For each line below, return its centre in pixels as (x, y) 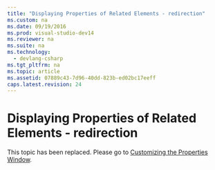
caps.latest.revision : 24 (44, 84)
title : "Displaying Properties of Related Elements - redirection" (106, 13)
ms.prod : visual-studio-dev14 (51, 33)
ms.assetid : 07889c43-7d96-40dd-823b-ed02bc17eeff (82, 78)
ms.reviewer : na (30, 39)
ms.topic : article (34, 71)
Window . (20, 160)
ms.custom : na (28, 20)
